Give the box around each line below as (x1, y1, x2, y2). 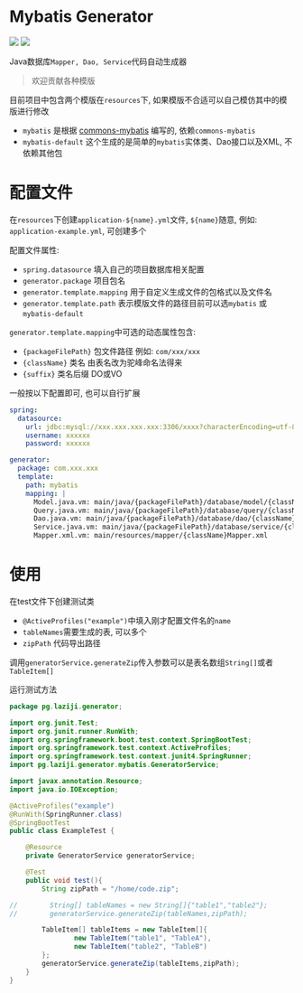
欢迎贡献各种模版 (31, 75, 96, 86)
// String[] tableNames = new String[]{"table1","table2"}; (9, 901, 269, 910)
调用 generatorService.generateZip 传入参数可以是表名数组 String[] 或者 (9, 657, 273, 668)
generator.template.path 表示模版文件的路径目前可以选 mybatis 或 (22, 297, 268, 308)
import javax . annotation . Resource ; (9, 777, 143, 786)
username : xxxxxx (25, 431, 91, 440)
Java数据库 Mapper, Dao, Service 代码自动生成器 (9, 56, 188, 67)
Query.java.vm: (32, 506, 91, 515)
